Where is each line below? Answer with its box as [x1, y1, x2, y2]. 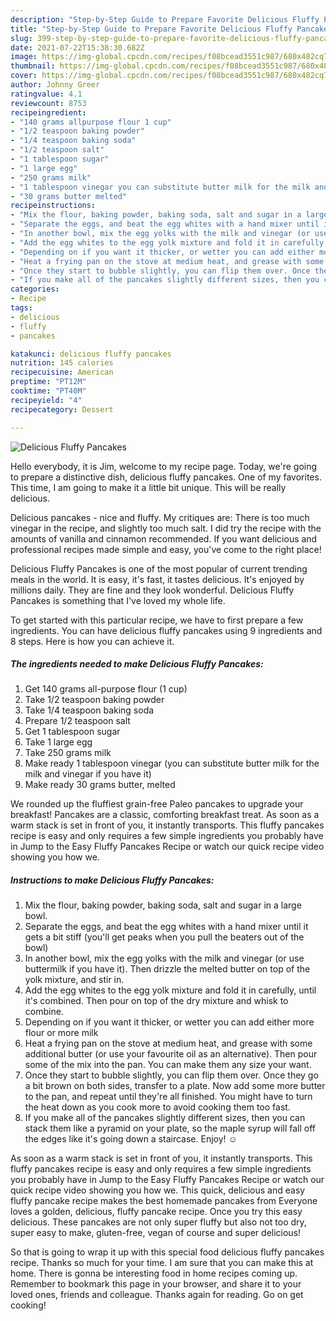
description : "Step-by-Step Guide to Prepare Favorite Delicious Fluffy [10, 14, 320, 25]
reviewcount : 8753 [10, 98, 87, 108]
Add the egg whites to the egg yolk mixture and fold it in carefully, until [24, 984, 317, 996]
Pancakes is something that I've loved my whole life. [10, 594, 226, 606]
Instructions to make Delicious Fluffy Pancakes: [10, 874, 215, 886]
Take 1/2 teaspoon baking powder [24, 694, 165, 706]
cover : [10, 71, 38, 81]
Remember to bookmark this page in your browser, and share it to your [10, 1278, 302, 1290]
